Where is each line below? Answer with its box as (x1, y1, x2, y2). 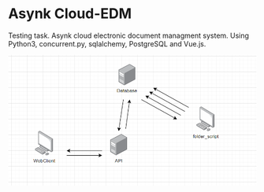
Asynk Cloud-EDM (8, 5, 132, 23)
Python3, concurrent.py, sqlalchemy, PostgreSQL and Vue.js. (8, 39, 206, 48)
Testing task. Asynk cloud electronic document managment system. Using (8, 31, 250, 40)
